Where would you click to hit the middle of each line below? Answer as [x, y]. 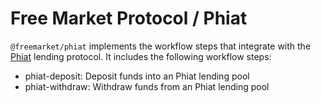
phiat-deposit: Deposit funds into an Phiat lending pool [137, 76]
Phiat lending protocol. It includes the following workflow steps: [141, 56]
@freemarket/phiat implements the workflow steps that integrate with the [161, 46]
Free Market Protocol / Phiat [129, 18]
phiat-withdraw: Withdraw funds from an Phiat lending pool [147, 86]
